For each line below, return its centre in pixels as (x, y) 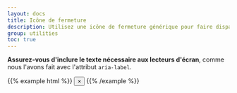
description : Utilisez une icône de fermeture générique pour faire (110, 27)
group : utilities (33, 33)
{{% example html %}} (40, 81)
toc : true (22, 40)
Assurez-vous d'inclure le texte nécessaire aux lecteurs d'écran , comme (116, 59)
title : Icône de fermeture (47, 20)
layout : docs (26, 14)
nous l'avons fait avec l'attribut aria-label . (69, 67)
